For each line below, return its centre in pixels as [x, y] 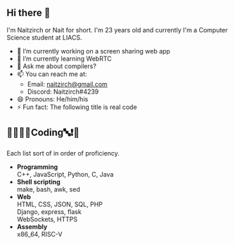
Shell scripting [38, 182]
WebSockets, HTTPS [47, 219]
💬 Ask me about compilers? [56, 66]
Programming [37, 167]
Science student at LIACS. [44, 37]
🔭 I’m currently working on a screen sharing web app [93, 51]
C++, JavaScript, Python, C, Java [65, 174]
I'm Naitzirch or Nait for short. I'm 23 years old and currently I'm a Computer [117, 30]
